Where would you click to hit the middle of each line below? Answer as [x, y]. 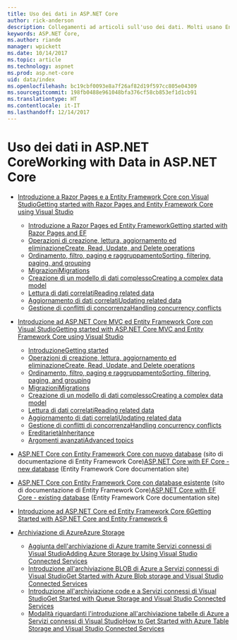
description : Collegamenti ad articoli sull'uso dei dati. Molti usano [115, 27]
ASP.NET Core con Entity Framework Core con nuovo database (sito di [120, 454]
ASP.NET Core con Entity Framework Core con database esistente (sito [121, 482]
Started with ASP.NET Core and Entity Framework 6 [92, 519]
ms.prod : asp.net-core [41, 73]
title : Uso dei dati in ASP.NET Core [63, 14]
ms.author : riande [34, 40]
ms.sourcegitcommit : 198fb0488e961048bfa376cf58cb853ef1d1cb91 [102, 92]
